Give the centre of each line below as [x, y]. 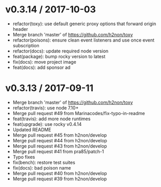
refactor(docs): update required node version [61, 51]
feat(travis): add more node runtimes [52, 119]
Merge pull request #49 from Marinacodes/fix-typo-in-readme [79, 113]
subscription [26, 45]
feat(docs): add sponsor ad [42, 67]
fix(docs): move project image [44, 62]
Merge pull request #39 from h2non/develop [60, 179]
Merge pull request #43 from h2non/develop [60, 146]
